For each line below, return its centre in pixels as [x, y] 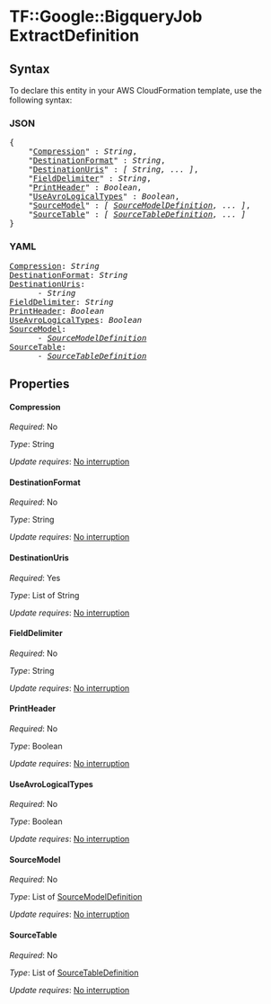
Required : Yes [35, 578]
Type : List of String [44, 595]
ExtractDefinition [74, 36]
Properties [39, 384]
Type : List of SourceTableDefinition [74, 973]
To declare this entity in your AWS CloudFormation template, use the [135, 90]
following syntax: [41, 100]
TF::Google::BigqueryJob [106, 17]
